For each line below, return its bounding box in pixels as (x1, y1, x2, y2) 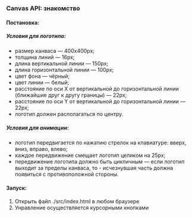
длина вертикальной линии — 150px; (14, 60, 109, 67)
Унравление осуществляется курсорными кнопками (14, 204, 149, 211)
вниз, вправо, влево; (14, 146, 68, 153)
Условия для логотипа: (6, 33, 67, 40)
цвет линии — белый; (14, 79, 70, 86)
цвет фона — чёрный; (14, 73, 70, 80)
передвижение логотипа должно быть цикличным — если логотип (14, 158, 185, 165)
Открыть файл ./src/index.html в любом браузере (14, 197, 140, 205)
